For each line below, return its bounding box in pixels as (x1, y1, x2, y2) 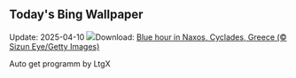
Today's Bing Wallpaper (9, 7, 144, 22)
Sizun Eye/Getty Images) (9, 41, 100, 51)
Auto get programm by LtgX (9, 58, 111, 69)
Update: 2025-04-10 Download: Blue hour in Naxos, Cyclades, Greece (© (9, 31, 287, 43)
